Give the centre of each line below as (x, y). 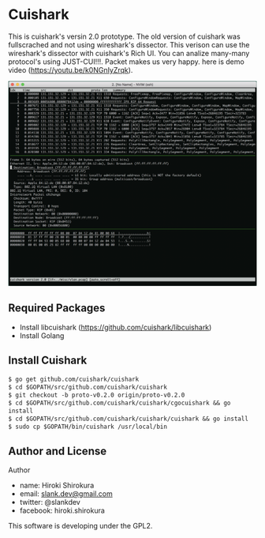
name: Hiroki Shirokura (57, 485)
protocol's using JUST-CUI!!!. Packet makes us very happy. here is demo (126, 62)
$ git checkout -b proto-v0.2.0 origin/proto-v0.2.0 (97, 395)
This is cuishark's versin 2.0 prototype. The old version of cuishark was (124, 36)
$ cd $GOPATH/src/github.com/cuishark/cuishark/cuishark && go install (128, 419)
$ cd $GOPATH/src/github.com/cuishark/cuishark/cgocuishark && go (119, 403)
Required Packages (57, 309)
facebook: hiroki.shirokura (62, 510)
